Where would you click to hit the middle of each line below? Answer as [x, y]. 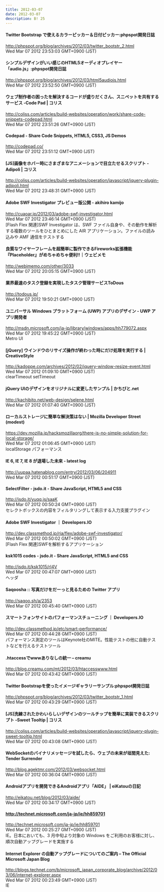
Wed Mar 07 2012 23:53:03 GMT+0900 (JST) [51, 51]
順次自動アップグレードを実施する [40, 841]
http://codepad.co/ [24, 146]
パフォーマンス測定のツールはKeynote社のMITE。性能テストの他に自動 [76, 640]
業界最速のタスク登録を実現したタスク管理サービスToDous [65, 283]
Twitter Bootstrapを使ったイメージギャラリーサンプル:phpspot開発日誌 [78, 686]
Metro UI [14, 339]
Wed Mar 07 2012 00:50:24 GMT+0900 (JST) [51, 504]
